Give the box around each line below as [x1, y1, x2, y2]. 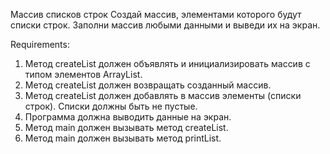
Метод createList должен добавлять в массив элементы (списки [24, 90, 302, 101]
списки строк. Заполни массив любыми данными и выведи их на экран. [10, 19, 321, 31]
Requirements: [10, 39, 70, 50]
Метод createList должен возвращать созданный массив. [24, 79, 272, 91]
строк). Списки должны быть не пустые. [24, 100, 198, 112]
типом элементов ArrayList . [24, 69, 143, 80]
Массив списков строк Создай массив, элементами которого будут [10, 9, 302, 20]
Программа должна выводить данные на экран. [24, 111, 232, 123]
